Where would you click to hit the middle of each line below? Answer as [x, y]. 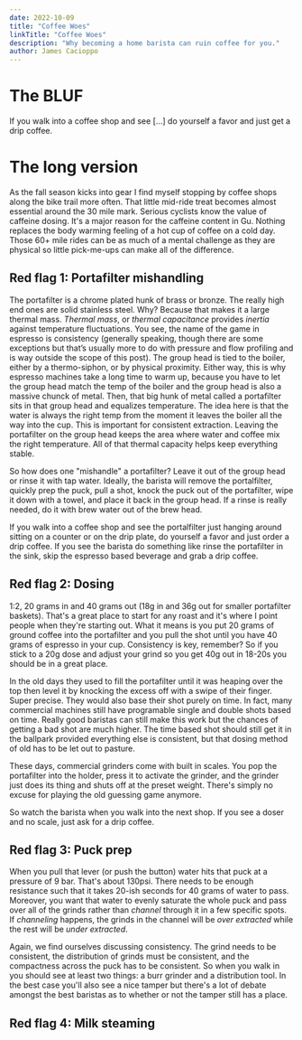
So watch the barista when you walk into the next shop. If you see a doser [146, 812]
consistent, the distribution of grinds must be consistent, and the [129, 956]
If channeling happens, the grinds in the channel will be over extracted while [151, 920]
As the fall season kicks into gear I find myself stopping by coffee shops [143, 192]
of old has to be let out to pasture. [72, 748]
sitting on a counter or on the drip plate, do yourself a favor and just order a [150, 536]
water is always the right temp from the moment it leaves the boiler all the [146, 415]
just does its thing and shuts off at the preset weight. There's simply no [141, 785]
